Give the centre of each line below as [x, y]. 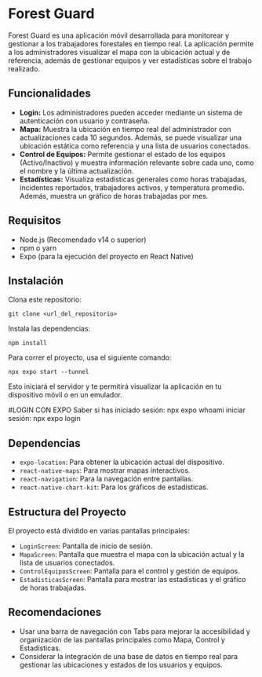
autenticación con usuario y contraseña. [85, 121]
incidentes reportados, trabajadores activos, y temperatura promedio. [132, 187]
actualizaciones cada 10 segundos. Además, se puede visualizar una [130, 137]
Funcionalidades [50, 94]
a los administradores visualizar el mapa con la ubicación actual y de [119, 52]
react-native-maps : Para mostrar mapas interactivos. [105, 470]
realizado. [24, 68]
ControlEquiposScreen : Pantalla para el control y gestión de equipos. [130, 571]
